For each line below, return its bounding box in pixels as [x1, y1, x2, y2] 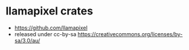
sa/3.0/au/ [14, 37, 40, 44]
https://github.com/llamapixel [14, 24, 88, 31]
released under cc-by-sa [14, 30, 77, 37]
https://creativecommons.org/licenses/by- [77, 30, 183, 37]
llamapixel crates [5, 4, 94, 18]
